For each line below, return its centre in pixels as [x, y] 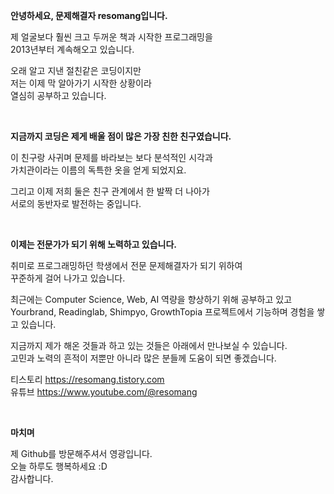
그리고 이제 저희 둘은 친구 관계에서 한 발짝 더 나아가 [110, 191]
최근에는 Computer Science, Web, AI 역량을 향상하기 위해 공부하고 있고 [151, 299]
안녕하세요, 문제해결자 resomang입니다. [89, 15]
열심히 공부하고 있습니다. [58, 95]
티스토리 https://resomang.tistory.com [87, 379]
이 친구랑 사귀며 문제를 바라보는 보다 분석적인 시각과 [111, 157]
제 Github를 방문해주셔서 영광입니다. [81, 453]
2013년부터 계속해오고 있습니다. [72, 49]
